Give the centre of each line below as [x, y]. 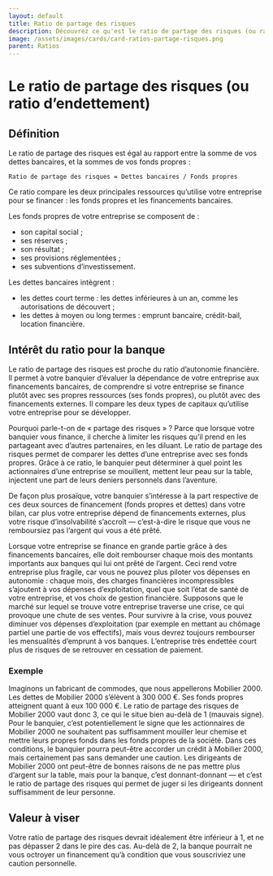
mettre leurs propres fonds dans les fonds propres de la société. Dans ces [132, 740]
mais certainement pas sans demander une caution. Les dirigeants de [125, 758]
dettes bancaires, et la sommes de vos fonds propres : [100, 162]
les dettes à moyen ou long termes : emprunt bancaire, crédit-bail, [131, 316]
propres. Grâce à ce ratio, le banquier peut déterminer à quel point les [126, 462]
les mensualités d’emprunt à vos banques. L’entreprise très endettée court [133, 641]
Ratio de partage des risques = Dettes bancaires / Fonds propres [123, 177]
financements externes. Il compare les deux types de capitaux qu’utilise [129, 403]
